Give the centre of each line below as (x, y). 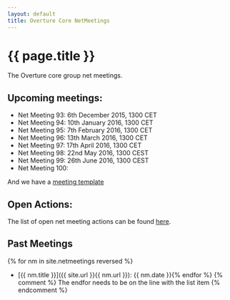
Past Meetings (40, 244)
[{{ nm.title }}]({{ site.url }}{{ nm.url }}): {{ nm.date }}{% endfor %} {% (120, 274)
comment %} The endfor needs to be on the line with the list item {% (119, 282)
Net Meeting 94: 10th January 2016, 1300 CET (85, 123)
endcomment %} (42, 290)
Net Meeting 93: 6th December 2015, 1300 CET (87, 115)
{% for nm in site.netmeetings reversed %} (70, 261)
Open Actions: (40, 204)
